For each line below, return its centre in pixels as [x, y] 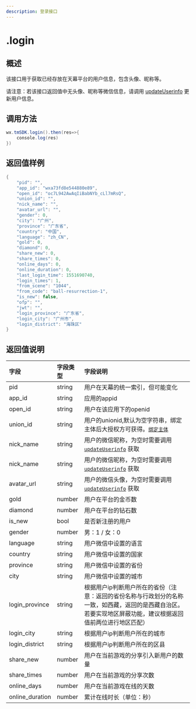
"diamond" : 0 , [34, 248]
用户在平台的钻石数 [111, 510]
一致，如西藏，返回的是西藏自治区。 [134, 605]
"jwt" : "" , [30, 308]
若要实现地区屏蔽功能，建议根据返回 [134, 614]
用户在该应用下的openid [117, 410]
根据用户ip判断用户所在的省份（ [127, 588]
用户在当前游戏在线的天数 [119, 686]
